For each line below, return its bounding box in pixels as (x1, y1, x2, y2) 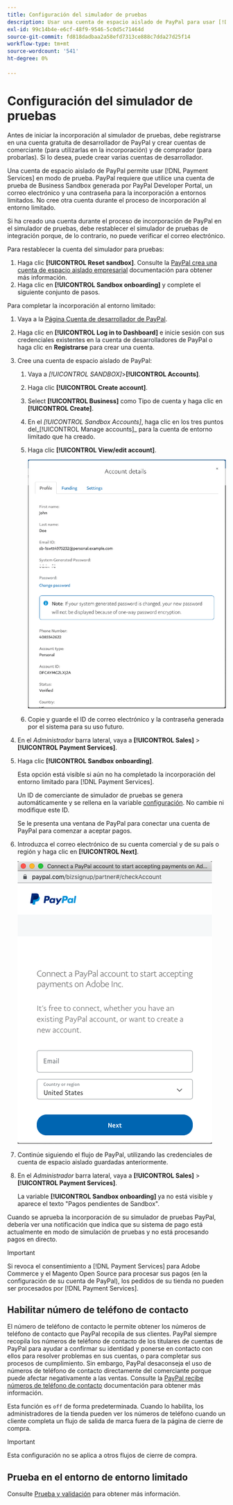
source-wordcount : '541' (7, 48, 79, 55)
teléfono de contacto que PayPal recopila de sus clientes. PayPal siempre (7, 1329, 217, 1338)
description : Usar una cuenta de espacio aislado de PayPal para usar (7, 18, 216, 26)
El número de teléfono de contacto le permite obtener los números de (7, 1323, 207, 1331)
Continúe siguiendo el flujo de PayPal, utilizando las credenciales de (17, 1150, 213, 1159)
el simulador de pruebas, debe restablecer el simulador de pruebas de (7, 224, 208, 232)
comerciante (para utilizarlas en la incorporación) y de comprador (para (7, 146, 212, 154)
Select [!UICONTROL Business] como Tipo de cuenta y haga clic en (27, 396, 223, 405)
